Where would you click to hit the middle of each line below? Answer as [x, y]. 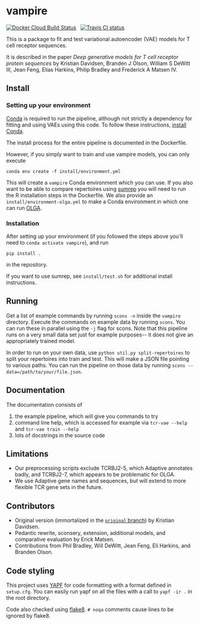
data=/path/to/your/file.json [44, 372]
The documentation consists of [44, 404]
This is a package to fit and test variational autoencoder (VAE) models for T [98, 39]
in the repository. [27, 264]
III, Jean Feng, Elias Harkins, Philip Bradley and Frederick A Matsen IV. [92, 69]
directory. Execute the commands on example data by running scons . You [96, 322]
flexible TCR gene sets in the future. [59, 487]
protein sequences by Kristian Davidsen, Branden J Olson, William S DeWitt [98, 63]
